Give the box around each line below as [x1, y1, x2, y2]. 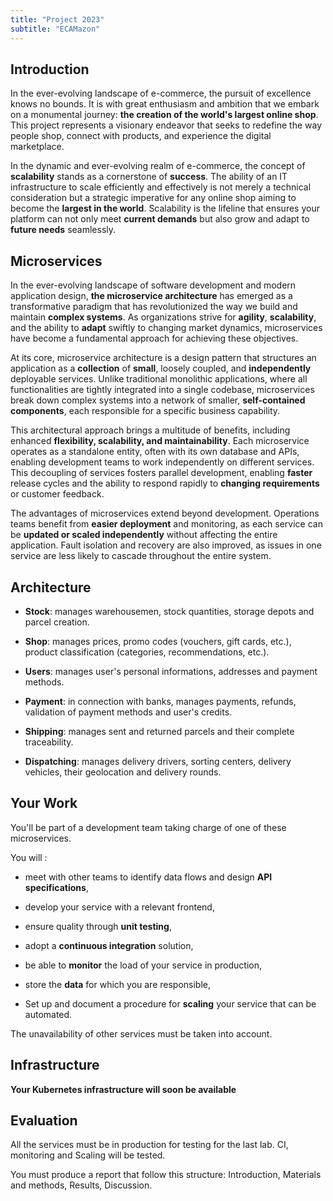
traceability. [24, 736, 74, 748]
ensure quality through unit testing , [24, 920, 172, 932]
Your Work [10, 795, 78, 812]
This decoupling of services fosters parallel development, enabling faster [10, 467, 313, 479]
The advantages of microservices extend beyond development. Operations [10, 507, 320, 520]
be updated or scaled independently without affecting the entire [10, 529, 278, 541]
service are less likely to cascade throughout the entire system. [10, 550, 272, 562]
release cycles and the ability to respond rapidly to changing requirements [10, 477, 320, 490]
